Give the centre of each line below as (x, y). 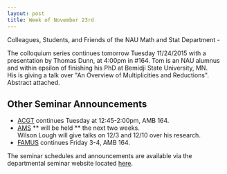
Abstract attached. (34, 82)
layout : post (26, 13)
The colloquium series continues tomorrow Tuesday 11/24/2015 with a (107, 53)
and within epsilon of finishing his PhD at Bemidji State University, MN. (108, 68)
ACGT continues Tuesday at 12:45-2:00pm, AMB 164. (93, 121)
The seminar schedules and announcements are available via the (100, 156)
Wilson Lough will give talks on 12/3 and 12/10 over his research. (109, 135)
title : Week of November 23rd (51, 20)
